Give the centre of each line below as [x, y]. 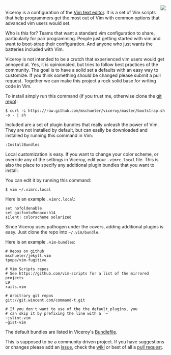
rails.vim [16, 287]
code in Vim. [19, 86]
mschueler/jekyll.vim [28, 256]
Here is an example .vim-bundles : [40, 242]
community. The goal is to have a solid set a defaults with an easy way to [82, 70]
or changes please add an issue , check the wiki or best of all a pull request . [84, 347]
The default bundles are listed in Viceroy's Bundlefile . [61, 332]
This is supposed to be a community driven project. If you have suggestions [85, 342]
